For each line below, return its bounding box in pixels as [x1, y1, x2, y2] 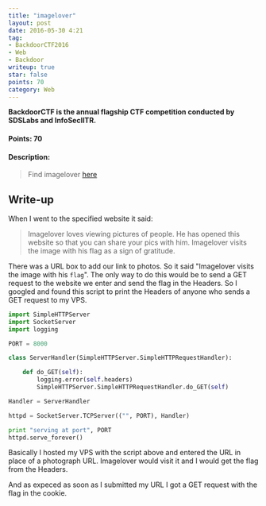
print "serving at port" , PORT [8, 426, 112, 434]
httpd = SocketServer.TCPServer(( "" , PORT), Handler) [8, 411, 191, 419]
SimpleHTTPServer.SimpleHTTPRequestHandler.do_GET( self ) [37, 383, 229, 392]
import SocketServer [8, 318, 77, 326]
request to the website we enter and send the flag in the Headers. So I [8, 278, 238, 288]
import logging [8, 325, 59, 334]
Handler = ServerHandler [8, 397, 91, 405]
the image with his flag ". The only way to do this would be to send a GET [8, 269, 248, 279]
